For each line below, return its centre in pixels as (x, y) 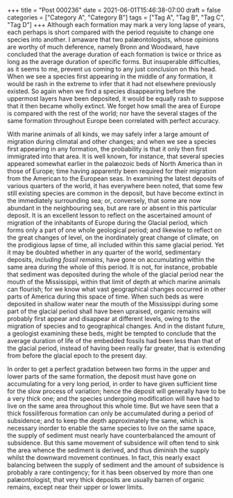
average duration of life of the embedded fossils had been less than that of (114, 341)
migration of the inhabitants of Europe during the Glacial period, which (107, 223)
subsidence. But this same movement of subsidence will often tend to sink (113, 443)
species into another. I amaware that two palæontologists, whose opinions (113, 40)
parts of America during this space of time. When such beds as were (105, 297)
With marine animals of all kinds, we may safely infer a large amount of (108, 134)
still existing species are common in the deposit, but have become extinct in (115, 193)
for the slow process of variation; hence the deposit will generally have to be (116, 391)
